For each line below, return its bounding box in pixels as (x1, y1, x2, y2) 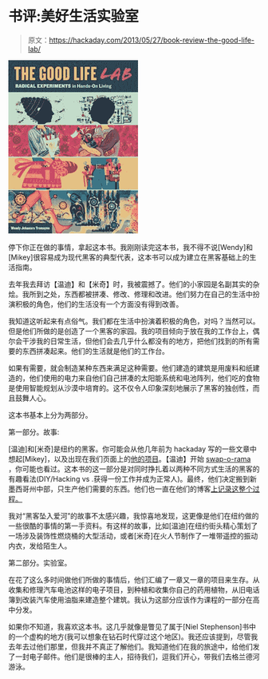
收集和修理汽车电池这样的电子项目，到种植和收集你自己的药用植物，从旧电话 (8, 585, 260, 594)
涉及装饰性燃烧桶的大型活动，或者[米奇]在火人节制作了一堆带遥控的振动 (22, 530, 258, 540)
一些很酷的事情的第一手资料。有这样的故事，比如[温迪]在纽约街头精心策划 (8, 521, 251, 530)
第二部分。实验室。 (8, 558, 72, 567)
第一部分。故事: (8, 427, 60, 436)
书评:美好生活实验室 (8, 7, 140, 26)
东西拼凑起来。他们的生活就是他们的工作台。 (22, 346, 169, 355)
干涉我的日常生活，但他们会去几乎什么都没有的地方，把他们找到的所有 (22, 336, 253, 346)
